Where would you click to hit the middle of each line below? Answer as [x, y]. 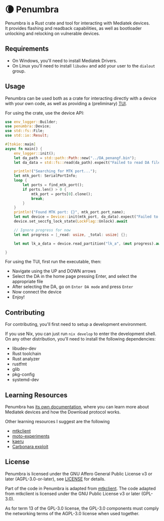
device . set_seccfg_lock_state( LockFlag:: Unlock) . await [71, 222]
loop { [20, 181]
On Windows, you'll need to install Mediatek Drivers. [65, 61]
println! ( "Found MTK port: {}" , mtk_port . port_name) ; [70, 212]
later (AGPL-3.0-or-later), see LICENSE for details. [55, 479]
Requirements [27, 49]
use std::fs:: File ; [25, 131]
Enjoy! [18, 297]
